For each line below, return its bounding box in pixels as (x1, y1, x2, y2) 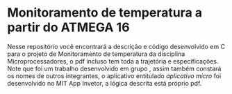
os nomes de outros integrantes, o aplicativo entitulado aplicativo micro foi (7, 71, 222, 80)
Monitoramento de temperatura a (7, 5, 203, 21)
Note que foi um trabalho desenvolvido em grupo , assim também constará (7, 64, 222, 73)
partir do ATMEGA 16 (7, 19, 130, 35)
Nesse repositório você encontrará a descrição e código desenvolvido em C (7, 42, 226, 50)
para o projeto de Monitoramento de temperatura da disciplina (7, 50, 185, 58)
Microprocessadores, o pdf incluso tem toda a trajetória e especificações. (7, 57, 219, 65)
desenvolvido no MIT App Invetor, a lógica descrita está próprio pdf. (7, 79, 202, 87)
